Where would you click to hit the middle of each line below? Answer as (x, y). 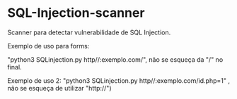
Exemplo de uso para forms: (48, 46)
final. (15, 67)
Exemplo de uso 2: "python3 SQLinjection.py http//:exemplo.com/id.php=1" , (118, 80)
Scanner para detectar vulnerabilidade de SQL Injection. (89, 32)
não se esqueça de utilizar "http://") (59, 88)
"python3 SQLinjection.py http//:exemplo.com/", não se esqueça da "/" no (115, 59)
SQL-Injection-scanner (76, 13)
